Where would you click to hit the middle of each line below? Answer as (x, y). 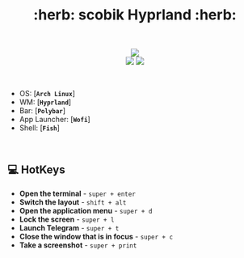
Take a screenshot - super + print (78, 245)
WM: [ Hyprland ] (45, 102)
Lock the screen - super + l (67, 219)
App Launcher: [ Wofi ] (55, 119)
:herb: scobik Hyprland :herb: (135, 15)
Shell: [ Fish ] (39, 128)
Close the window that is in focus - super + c (96, 236)
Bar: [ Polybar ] (42, 110)
